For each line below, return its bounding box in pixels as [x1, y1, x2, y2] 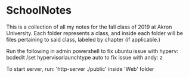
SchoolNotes [6, 4, 72, 17]
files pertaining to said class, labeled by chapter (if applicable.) [6, 36, 161, 43]
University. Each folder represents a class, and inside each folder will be [6, 29, 184, 36]
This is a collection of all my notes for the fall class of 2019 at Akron [6, 23, 172, 30]
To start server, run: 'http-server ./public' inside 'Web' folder [6, 65, 154, 72]
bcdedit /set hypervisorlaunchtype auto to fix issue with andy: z [6, 54, 163, 61]
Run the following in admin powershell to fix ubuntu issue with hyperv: [6, 47, 179, 54]
